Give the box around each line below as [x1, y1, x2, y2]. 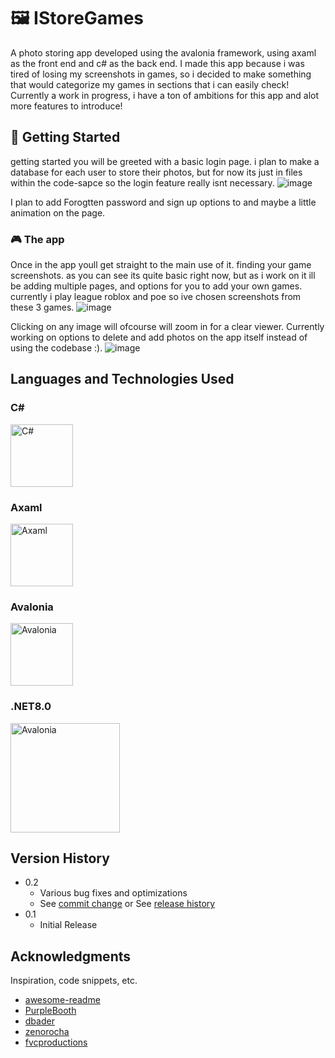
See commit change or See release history [39, 898, 216, 910]
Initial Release [39, 919, 98, 931]
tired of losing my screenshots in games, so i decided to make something [10, 68, 312, 80]
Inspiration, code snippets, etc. [10, 975, 138, 987]
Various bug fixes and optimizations [39, 887, 188, 899]
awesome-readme [24, 994, 101, 1006]
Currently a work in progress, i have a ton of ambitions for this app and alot [10, 89, 320, 101]
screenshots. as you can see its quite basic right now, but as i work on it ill [10, 270, 316, 282]
